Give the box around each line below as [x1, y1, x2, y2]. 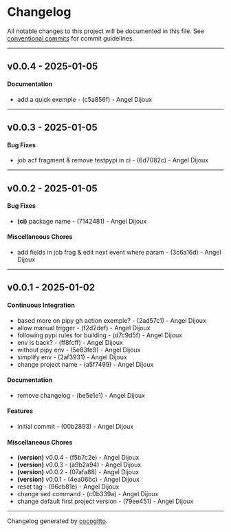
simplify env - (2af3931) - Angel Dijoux [16, 352, 127, 361]
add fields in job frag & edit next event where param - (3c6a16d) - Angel [16, 248, 221, 256]
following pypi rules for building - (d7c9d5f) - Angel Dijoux [16, 331, 183, 339]
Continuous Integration [7, 301, 76, 309]
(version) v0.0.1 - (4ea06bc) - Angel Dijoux [16, 476, 140, 484]
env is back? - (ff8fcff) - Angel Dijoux [16, 338, 124, 346]
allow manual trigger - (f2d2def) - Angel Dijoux [16, 323, 151, 332]
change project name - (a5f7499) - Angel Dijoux [16, 360, 154, 368]
